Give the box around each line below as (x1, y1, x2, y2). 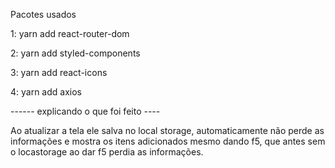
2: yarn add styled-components (10, 47, 141, 59)
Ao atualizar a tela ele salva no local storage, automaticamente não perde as (10, 125, 325, 136)
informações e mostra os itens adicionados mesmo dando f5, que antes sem (10, 135, 326, 147)
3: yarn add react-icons (10, 67, 108, 78)
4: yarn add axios (10, 86, 82, 98)
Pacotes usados (10, 9, 77, 20)
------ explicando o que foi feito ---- (10, 105, 161, 117)
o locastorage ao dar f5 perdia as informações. (10, 146, 204, 158)
